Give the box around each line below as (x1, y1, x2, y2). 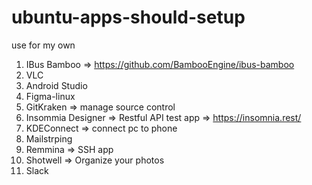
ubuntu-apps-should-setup (11, 6, 246, 29)
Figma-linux (25, 90, 76, 102)
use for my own (11, 39, 76, 51)
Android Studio (25, 79, 88, 91)
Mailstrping (25, 132, 73, 145)
